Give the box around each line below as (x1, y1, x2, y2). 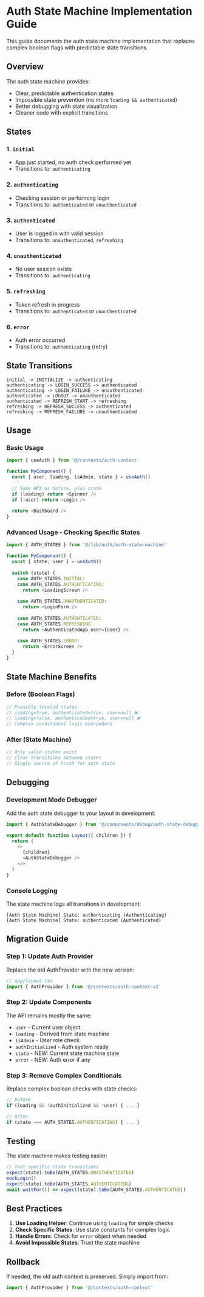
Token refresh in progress (15, 300, 80, 308)
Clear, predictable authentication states (15, 90, 114, 97)
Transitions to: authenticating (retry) (15, 343, 108, 350)
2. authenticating (6, 180, 59, 189)
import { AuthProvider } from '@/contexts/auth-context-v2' (6, 983, 162, 990)
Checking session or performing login (15, 194, 110, 202)
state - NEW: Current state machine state (15, 1050, 120, 1057)
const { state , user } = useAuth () (12, 559, 102, 565)
